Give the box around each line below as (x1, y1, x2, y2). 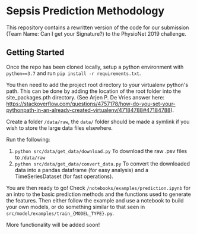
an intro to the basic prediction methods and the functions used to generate (6, 191, 191, 198)
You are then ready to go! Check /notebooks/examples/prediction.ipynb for (6, 184, 191, 191)
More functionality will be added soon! (6, 221, 100, 228)
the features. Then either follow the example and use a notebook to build (6, 196, 184, 204)
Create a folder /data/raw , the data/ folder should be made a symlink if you (6, 118, 190, 125)
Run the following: (6, 136, 50, 143)
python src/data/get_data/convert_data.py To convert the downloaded (14, 160, 190, 167)
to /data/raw (14, 154, 46, 161)
